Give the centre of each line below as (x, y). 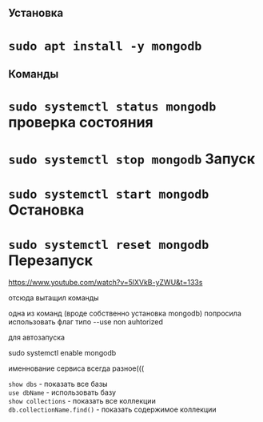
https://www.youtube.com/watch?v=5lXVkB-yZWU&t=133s (106, 283)
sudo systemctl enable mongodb (62, 353)
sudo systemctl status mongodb (112, 107)
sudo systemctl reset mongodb (109, 245)
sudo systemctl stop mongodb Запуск (132, 159)
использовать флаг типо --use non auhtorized (86, 322)
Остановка (46, 209)
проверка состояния (81, 123)
